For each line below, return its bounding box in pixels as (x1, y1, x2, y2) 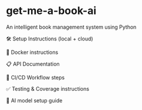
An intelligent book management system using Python (6, 23, 137, 30)
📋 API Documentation (6, 60, 60, 67)
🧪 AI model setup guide (6, 97, 63, 104)
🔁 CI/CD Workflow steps (6, 74, 65, 81)
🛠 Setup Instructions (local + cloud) (6, 35, 93, 42)
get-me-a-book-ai (6, 4, 97, 18)
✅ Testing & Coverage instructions (6, 85, 90, 92)
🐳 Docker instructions (6, 49, 59, 56)
